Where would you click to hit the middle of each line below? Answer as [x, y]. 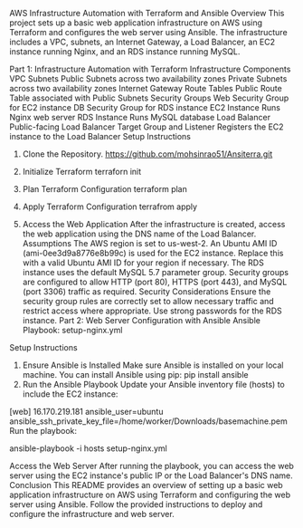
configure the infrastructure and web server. [92, 514]
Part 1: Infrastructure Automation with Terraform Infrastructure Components [150, 69]
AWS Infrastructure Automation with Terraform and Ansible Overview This [147, 13]
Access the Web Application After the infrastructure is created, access [154, 224]
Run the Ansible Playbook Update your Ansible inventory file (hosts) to [153, 384]
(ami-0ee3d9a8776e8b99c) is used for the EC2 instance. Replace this [153, 253]
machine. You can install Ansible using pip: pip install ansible [135, 374]
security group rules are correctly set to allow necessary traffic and [148, 301]
